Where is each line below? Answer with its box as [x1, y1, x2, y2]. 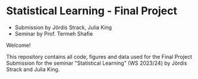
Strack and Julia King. [6, 65, 60, 72]
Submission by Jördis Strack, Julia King [14, 24, 112, 31]
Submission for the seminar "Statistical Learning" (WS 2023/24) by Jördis [6, 59, 187, 67]
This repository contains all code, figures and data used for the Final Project [6, 53, 192, 60]
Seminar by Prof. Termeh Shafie [14, 30, 93, 37]
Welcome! [6, 42, 31, 49]
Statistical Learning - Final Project [6, 4, 177, 18]
